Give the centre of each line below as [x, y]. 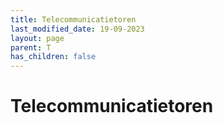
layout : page [37, 38]
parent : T [31, 47]
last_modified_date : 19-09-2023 [77, 29]
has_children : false [53, 57]
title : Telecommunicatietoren [73, 19]
